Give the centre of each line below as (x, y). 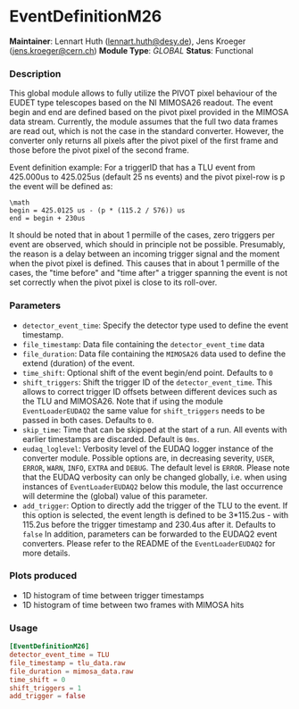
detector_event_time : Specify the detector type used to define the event (155, 325)
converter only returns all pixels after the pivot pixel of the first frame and (144, 141)
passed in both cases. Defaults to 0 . (88, 420)
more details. (46, 553)
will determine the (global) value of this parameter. (115, 496)
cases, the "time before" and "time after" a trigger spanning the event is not (149, 273)
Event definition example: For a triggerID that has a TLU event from (133, 168)
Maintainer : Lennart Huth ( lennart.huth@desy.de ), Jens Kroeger (128, 41)
